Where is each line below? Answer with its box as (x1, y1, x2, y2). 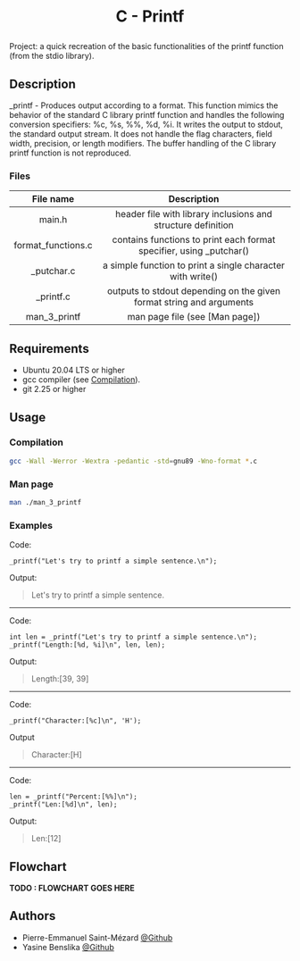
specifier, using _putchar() (137, 245, 250, 257)
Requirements (9, 341, 89, 356)
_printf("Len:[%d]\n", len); (9, 800, 118, 809)
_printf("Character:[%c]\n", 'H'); (9, 716, 142, 725)
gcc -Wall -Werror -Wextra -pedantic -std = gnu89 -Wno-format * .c (9, 456, 258, 465)
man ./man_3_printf (9, 497, 82, 506)
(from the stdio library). (9, 51, 95, 62)
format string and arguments (133, 297, 254, 309)
